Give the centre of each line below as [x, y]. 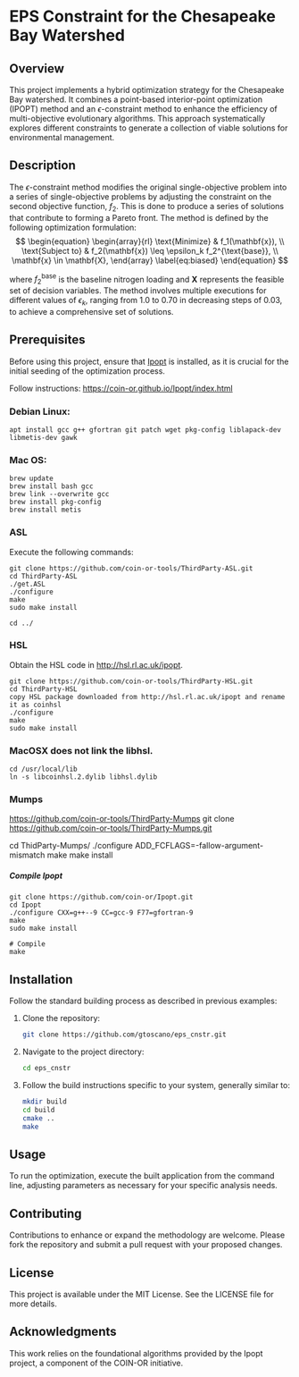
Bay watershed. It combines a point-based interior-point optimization [136, 99]
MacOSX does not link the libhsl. [81, 750]
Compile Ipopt [36, 876]
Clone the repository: [61, 1018]
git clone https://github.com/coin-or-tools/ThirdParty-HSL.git [131, 681]
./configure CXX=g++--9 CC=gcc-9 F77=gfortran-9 [101, 913]
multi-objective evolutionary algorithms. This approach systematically [137, 118]
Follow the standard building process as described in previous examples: [143, 1001]
